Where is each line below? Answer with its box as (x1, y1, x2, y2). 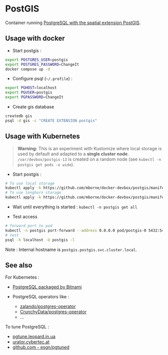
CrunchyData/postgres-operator (19, 309, 86, 315)
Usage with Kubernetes (5, 132, 80, 141)
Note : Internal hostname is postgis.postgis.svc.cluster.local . (5, 247, 137, 253)
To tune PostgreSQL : (5, 324, 49, 330)
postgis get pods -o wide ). (17, 161, 74, 167)
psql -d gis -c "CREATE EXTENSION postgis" (5, 118, 97, 123)
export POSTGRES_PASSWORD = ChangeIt (5, 62, 79, 67)
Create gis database (12, 104, 54, 109)
